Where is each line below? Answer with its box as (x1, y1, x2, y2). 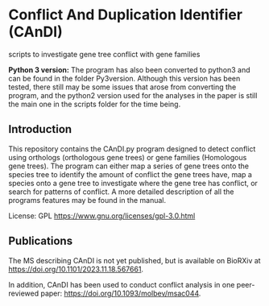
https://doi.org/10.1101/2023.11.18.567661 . (8, 264, 143, 274)
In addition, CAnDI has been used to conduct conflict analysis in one (8, 279, 235, 289)
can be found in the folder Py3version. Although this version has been (8, 73, 241, 83)
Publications (8, 234, 73, 248)
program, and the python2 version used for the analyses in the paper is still (8, 90, 258, 100)
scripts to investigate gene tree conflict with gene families (8, 49, 201, 59)
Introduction (8, 122, 72, 136)
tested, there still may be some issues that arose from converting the (8, 82, 237, 92)
